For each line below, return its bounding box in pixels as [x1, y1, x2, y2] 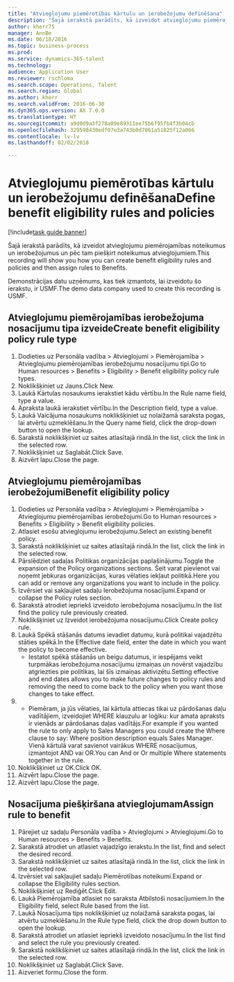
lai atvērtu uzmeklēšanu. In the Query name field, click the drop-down [17, 418, 217, 427]
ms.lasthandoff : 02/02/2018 [8, 140, 90, 147]
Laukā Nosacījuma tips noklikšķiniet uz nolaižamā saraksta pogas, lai [17, 908, 215, 917]
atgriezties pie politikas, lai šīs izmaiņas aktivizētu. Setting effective [28, 667, 219, 676]
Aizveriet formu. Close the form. [17, 967, 108, 976]
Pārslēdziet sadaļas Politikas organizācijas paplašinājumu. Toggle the [17, 557, 215, 565]
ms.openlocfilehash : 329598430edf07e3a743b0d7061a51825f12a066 [8, 126, 195, 133]
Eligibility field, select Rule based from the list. [17, 901, 150, 910]
